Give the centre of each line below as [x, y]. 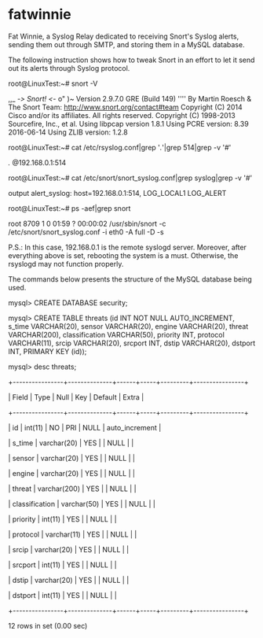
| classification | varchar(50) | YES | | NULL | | [82, 503]
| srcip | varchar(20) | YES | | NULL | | [69, 549]
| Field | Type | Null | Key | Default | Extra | [76, 397]
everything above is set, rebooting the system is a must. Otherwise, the [123, 255]
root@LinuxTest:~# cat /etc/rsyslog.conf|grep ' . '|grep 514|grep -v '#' [120, 147]
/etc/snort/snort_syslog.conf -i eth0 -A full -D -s [86, 232]
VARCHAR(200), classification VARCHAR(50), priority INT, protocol [117, 334]
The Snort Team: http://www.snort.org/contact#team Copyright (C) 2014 [126, 107]
